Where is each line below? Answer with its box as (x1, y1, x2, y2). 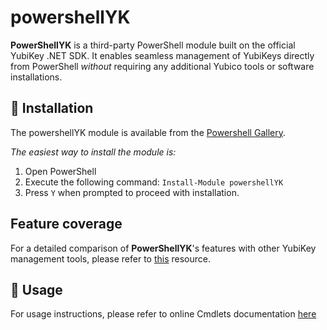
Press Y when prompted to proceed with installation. (24, 186, 240, 198)
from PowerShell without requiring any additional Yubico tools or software (10, 60, 315, 72)
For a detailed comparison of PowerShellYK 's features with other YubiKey (10, 242, 317, 254)
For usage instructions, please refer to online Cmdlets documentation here (10, 308, 317, 320)
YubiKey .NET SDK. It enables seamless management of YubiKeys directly (10, 49, 315, 61)
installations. (10, 71, 63, 83)
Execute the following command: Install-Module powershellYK (24, 176, 284, 188)
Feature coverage (10, 216, 123, 233)
